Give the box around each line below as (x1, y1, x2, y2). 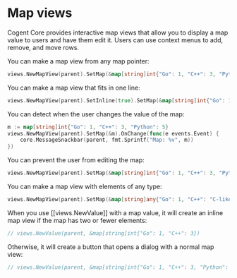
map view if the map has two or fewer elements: (7, 216, 147, 224)
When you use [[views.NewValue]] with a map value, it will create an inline (7, 208, 224, 217)
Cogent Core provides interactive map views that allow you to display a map (7, 28, 229, 37)
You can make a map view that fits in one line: (7, 83, 141, 92)
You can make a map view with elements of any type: (7, 182, 162, 191)
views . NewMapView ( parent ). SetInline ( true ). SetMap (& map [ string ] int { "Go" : (7, 97, 226, 104)
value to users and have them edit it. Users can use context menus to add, (7, 35, 224, 44)
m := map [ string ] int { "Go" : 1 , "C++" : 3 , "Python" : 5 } (7, 123, 169, 131)
